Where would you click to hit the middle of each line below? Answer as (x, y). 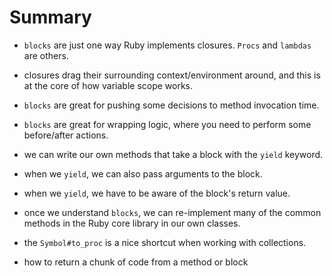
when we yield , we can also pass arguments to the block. (143, 173)
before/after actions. (66, 135)
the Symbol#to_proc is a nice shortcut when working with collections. (165, 242)
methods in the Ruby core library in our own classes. (132, 223)
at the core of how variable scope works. (108, 85)
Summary (50, 17)
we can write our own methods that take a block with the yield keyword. (173, 154)
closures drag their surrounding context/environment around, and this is (172, 75)
